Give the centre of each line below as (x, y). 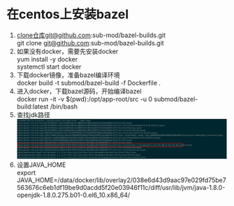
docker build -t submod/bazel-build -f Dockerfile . (89, 83)
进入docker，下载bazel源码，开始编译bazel (79, 91)
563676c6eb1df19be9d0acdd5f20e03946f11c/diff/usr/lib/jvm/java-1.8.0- (121, 188)
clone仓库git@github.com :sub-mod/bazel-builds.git (91, 35)
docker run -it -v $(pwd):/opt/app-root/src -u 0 (85, 99)
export (26, 173)
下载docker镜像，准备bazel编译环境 (68, 75)
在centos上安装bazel (68, 14)
